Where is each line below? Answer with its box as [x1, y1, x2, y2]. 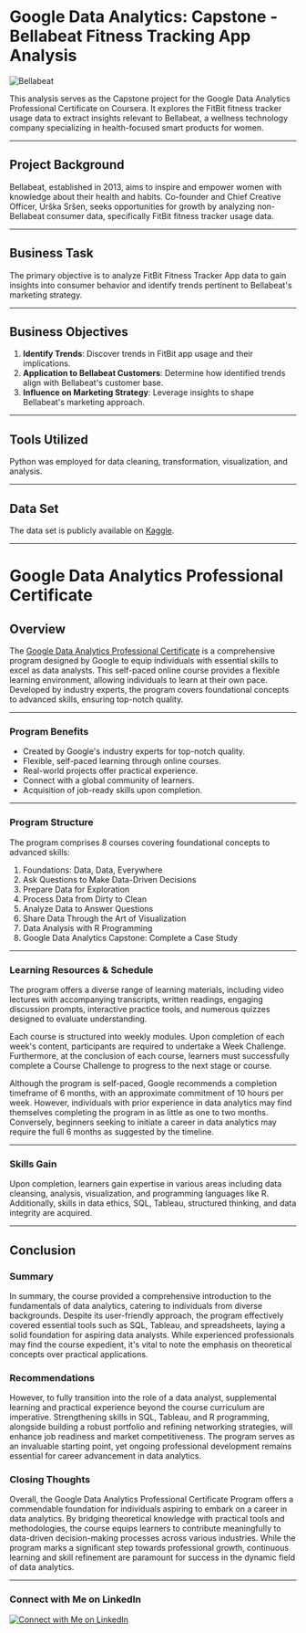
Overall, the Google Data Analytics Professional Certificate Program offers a [9, 1494, 294, 1505]
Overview [9, 621, 66, 636]
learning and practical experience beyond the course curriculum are [9, 1402, 266, 1413]
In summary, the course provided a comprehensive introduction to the [9, 1290, 271, 1302]
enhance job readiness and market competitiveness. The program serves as [9, 1431, 295, 1442]
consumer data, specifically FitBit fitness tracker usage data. [46, 210, 275, 221]
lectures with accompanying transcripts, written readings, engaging [9, 993, 264, 1005]
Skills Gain [9, 1157, 57, 1170]
